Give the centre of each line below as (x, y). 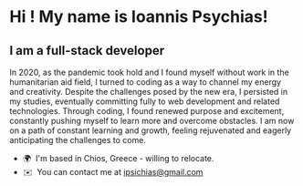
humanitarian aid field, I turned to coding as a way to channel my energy (145, 82)
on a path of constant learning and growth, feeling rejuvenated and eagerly (151, 130)
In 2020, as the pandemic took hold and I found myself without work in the (149, 72)
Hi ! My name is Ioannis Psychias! (139, 17)
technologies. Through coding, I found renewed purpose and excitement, (147, 111)
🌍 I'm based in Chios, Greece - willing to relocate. (118, 158)
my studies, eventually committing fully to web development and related (145, 101)
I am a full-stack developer (87, 51)
